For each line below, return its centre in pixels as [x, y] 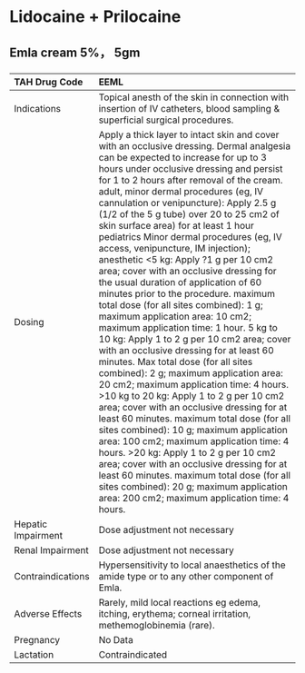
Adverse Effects [48, 613]
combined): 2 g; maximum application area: [191, 372]
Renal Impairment [51, 549]
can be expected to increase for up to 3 [183, 157]
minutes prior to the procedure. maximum [187, 293]
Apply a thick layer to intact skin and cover [189, 134]
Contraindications [52, 576]
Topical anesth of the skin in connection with [193, 97]
